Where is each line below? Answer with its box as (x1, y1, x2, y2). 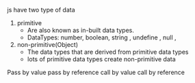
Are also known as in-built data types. (27, 27, 135, 34)
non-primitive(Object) (16, 41, 79, 48)
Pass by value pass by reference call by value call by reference (7, 68, 185, 76)
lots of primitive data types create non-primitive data (27, 55, 176, 63)
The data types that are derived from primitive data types (27, 48, 189, 56)
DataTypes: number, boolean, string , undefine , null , (27, 33, 177, 41)
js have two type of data (7, 6, 75, 14)
